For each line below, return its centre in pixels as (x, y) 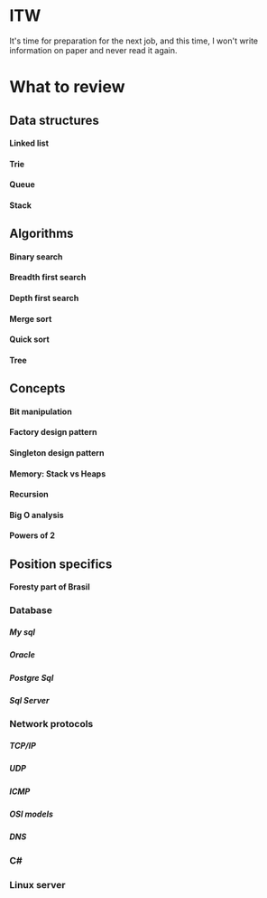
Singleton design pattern (57, 453)
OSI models (32, 814)
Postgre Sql (32, 677)
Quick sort (29, 339)
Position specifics (61, 564)
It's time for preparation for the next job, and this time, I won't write (134, 41)
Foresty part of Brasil (50, 587)
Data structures (54, 120)
